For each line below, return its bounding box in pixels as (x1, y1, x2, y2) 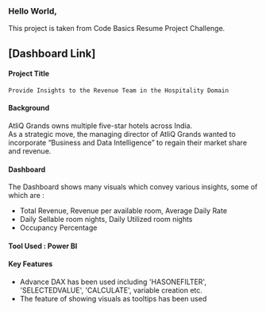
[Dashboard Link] (8, 46, 96, 60)
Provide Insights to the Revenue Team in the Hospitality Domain (8, 86, 229, 95)
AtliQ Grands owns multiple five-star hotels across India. (8, 121, 193, 130)
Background (8, 103, 50, 113)
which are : (8, 191, 45, 200)
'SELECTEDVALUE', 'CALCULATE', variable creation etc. (19, 286, 202, 295)
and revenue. (8, 146, 52, 156)
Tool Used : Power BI (8, 241, 78, 251)
